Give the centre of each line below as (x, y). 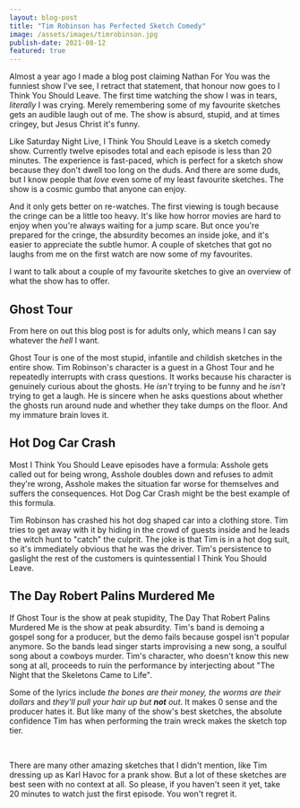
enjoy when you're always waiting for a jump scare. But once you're (134, 226)
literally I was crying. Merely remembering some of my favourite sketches (145, 105)
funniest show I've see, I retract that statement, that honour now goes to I (145, 86)
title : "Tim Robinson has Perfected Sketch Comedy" (107, 26)
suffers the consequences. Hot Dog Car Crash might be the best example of (150, 493)
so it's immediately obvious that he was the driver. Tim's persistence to (140, 549)
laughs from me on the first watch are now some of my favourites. (131, 254)
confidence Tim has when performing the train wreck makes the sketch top (148, 721)
